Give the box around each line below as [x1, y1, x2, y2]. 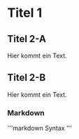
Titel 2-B [7, 72, 46, 84]
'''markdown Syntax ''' [7, 124, 72, 133]
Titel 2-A [7, 33, 47, 45]
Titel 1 [7, 5, 43, 21]
